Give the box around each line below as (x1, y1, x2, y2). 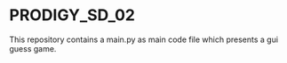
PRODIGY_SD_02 (9, 5, 136, 25)
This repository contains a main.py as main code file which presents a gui (9, 34, 278, 45)
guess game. (9, 43, 57, 53)
